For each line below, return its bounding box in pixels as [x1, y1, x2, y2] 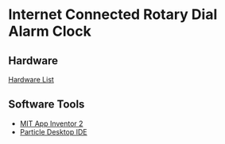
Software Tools [8, 97, 85, 112]
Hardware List [8, 75, 54, 84]
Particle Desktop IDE [19, 127, 87, 136]
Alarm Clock [8, 22, 91, 40]
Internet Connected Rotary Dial [8, 6, 218, 24]
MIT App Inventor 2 [19, 119, 83, 128]
